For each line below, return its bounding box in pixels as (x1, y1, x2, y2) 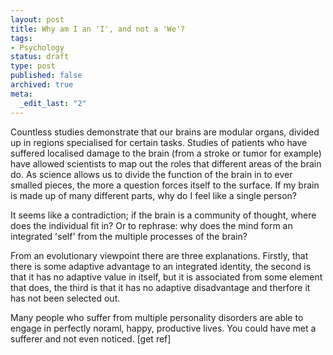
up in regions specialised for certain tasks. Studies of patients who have (10, 136, 308, 148)
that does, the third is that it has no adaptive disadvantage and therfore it (10, 281, 311, 293)
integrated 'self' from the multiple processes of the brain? (10, 230, 248, 242)
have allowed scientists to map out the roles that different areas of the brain (10, 157, 322, 170)
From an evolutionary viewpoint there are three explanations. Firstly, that (10, 249, 309, 261)
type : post (10, 61, 56, 71)
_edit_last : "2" (19, 98, 87, 108)
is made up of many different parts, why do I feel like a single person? (10, 189, 297, 201)
